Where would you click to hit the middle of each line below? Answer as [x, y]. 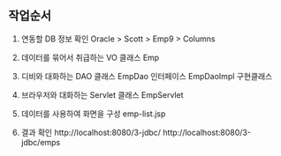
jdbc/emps [41, 142]
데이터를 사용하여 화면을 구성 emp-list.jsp [93, 114]
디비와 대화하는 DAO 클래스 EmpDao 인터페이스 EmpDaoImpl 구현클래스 [147, 76]
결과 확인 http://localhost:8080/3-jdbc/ [91, 132]
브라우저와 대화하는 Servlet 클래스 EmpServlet [102, 94]
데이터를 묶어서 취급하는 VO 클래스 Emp [90, 57]
